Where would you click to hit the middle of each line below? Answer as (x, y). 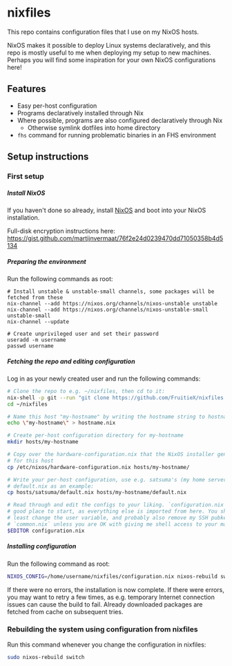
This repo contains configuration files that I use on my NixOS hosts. (103, 32)
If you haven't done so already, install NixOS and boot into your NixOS (107, 210)
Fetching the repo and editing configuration (71, 361)
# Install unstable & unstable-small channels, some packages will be (111, 292)
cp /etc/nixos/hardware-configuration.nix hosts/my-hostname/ (98, 467)
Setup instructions (48, 157)
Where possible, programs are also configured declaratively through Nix (120, 120)
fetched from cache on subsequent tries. (65, 611)
